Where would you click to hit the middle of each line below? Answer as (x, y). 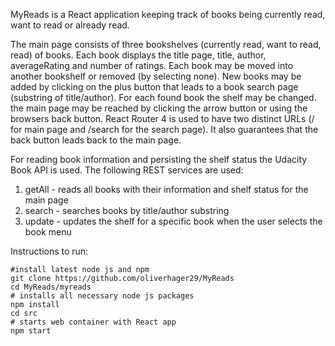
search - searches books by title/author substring (127, 210)
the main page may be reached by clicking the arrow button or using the (159, 108)
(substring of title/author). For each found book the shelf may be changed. (163, 97)
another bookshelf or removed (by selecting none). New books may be (156, 76)
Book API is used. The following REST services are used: (127, 170)
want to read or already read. (70, 25)
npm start (31, 331)
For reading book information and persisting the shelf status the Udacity (159, 159)
